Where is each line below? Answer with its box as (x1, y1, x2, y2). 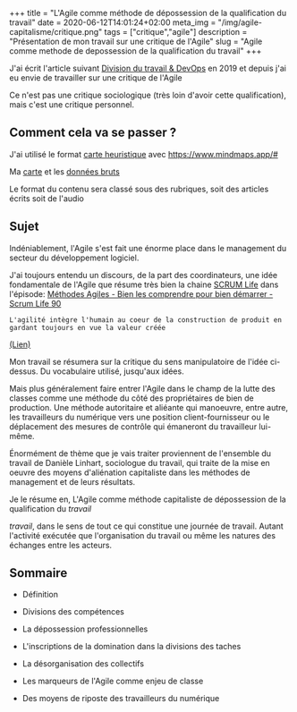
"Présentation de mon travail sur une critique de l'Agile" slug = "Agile (9, 36, 263, 47)
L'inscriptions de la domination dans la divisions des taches (21, 641, 242, 652)
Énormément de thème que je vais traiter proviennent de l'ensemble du (9, 447, 271, 459)
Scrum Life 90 (9, 298, 62, 309)
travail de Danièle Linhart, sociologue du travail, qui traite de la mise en (9, 457, 270, 468)
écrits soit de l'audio (9, 192, 85, 204)
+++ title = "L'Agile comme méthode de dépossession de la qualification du (9, 8, 287, 18)
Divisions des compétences (21, 606, 125, 617)
